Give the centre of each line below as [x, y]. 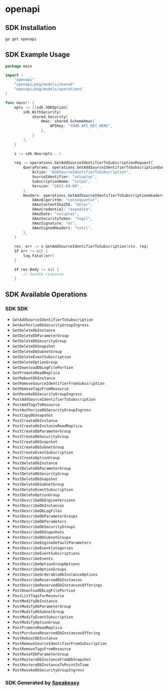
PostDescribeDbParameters [39, 522]
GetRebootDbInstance [34, 378]
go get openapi [21, 39]
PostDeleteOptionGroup [36, 495]
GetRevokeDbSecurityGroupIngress [47, 394]
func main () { [20, 103]
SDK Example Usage [37, 55]
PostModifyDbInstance [35, 601]
